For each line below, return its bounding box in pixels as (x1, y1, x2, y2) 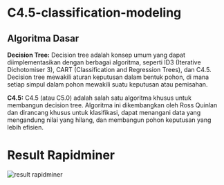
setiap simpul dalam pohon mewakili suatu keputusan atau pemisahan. (7, 80, 208, 88)
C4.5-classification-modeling (7, 5, 182, 21)
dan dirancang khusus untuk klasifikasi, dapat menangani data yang (7, 109, 201, 116)
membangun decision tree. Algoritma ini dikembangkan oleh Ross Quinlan (7, 101, 218, 109)
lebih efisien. (7, 123, 44, 131)
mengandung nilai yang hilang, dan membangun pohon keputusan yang (7, 116, 212, 124)
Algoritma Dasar (7, 33, 80, 44)
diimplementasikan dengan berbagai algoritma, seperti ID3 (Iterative (7, 58, 202, 67)
